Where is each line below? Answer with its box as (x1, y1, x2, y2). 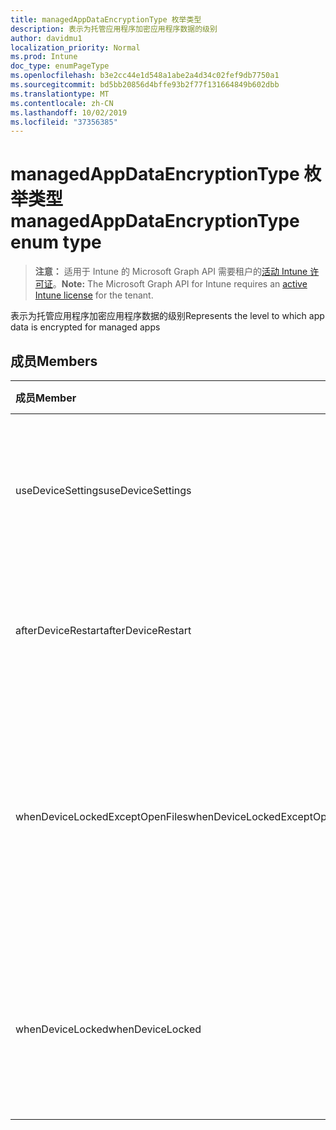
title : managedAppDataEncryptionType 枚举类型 (10, 14, 202, 25)
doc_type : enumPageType (10, 61, 110, 71)
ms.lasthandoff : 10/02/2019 (10, 107, 128, 118)
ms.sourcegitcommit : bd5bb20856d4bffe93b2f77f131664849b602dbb (10, 80, 280, 90)
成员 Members (10, 352, 98, 370)
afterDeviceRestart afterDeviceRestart (15, 624, 192, 637)
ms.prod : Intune (10, 52, 78, 62)
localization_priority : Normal (10, 42, 141, 53)
